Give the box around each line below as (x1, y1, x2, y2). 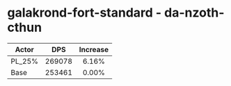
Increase (79, 44, 109, 54)
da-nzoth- (164, 5, 225, 21)
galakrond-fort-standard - (7, 5, 162, 21)
